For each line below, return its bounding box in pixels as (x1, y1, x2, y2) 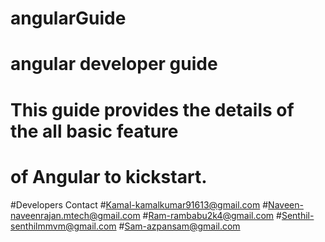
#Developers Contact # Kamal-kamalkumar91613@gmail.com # (10, 198, 269, 211)
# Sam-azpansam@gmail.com (118, 220, 241, 232)
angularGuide (10, 7, 127, 30)
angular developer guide (10, 53, 218, 76)
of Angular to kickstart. (10, 165, 208, 188)
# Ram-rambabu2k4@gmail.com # (142, 209, 282, 221)
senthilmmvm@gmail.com (10, 220, 117, 232)
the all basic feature (10, 120, 179, 142)
